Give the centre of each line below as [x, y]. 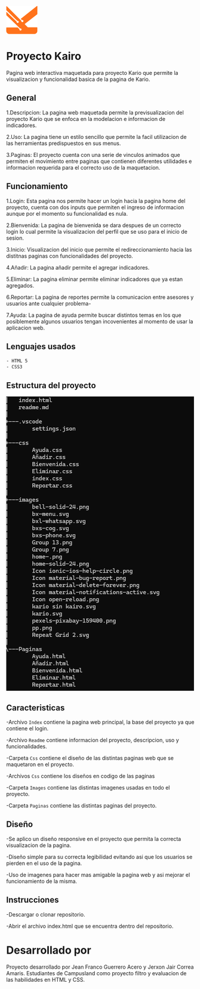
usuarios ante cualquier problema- [49, 303]
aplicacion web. [26, 328]
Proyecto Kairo [44, 56]
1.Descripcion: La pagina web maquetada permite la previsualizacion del [95, 112]
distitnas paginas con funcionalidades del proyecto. [70, 256]
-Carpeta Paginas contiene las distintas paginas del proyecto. [81, 805]
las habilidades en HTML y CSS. [46, 979]
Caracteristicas [36, 708]
